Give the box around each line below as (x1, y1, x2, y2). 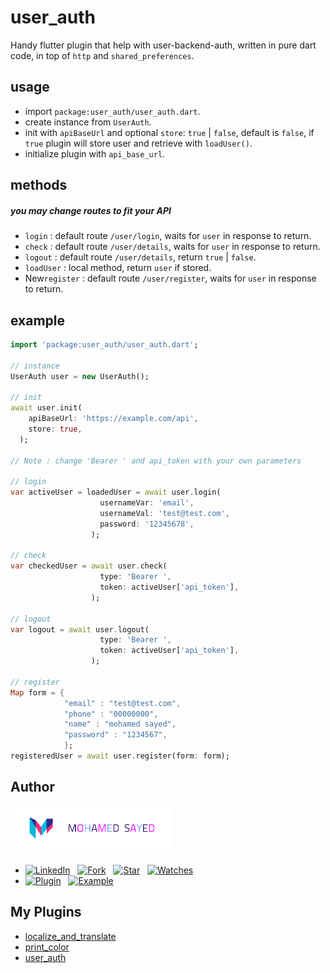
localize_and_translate (24, 930, 117, 942)
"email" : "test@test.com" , (63, 698, 182, 708)
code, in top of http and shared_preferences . (10, 49, 195, 61)
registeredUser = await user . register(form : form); (10, 751, 230, 761)
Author (10, 779, 55, 796)
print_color (24, 941, 70, 953)
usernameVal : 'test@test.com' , (99, 508, 230, 518)
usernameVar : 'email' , (99, 498, 195, 508)
